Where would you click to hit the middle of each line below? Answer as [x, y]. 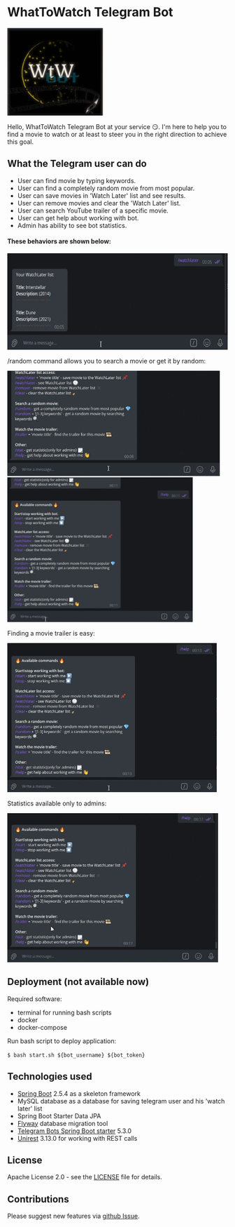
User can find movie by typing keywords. [77, 180]
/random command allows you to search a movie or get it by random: [107, 361]
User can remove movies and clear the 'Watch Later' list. [99, 203]
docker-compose [42, 1027]
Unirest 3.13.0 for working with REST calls [77, 1138]
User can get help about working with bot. [78, 217]
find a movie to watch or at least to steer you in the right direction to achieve [117, 134]
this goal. [20, 142]
